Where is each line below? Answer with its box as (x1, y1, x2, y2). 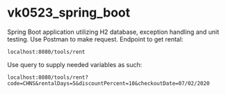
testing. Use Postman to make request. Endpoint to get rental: (7, 35, 184, 43)
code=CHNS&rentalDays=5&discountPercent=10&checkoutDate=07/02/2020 (7, 79, 210, 87)
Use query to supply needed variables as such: (7, 60, 143, 68)
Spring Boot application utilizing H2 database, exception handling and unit (7, 28, 220, 36)
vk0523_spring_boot (7, 5, 131, 21)
